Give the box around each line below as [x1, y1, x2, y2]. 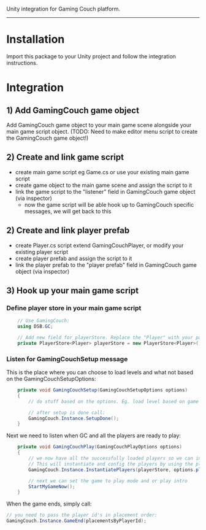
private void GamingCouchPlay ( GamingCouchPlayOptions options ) [17, 444, 183, 450]
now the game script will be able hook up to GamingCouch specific [24, 201, 194, 208]
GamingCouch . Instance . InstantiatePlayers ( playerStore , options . [28, 466, 196, 473]
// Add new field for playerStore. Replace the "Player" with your [17, 334, 193, 340]
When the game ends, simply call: [6, 500, 92, 508]
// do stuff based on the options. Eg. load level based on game [28, 398, 199, 404]
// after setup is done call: [28, 409, 105, 416]
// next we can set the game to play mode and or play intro [28, 478, 188, 484]
